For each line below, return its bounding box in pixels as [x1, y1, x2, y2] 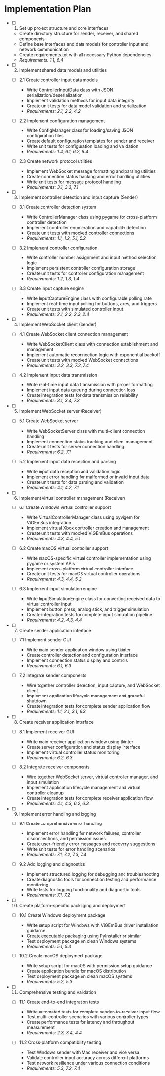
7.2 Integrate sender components [19, 672, 87, 678]
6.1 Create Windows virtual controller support [19, 505, 112, 510]
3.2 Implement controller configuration [19, 245, 98, 251]
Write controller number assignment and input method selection [26, 254, 157, 261]
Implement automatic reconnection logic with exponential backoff [26, 352, 160, 358]
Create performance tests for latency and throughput [26, 1019, 135, 1025]
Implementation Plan [4, 3, 92, 15]
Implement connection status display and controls [26, 657, 128, 663]
